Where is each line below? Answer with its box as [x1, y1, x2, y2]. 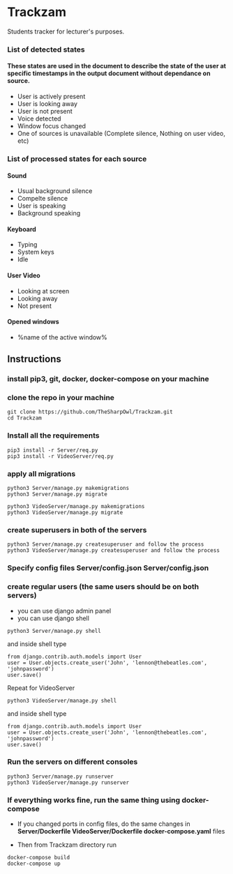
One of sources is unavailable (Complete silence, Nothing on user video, [17, 130, 225, 138]
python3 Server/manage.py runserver [7, 773, 114, 780]
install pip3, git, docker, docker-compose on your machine [7, 374, 209, 384]
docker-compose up [7, 860, 61, 868]
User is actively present [17, 92, 86, 101]
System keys [17, 248, 54, 256]
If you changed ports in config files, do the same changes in [17, 820, 190, 828]
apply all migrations [7, 468, 76, 478]
